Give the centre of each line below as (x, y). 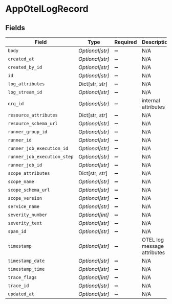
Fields (15, 28)
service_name (24, 207)
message (153, 246)
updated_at (21, 294)
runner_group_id (28, 132)
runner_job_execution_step (41, 157)
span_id (17, 231)
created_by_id (25, 67)
